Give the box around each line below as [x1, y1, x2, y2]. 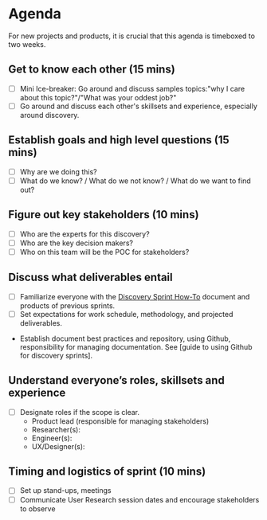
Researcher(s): [31, 424, 81, 434]
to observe [19, 503, 56, 514]
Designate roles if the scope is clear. [19, 407, 140, 416]
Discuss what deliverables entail [8, 271, 173, 284]
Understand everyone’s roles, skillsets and [8, 373, 225, 387]
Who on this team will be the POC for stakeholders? [19, 247, 190, 256]
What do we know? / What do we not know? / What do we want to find [19, 176, 251, 186]
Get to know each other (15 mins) [8, 63, 175, 76]
